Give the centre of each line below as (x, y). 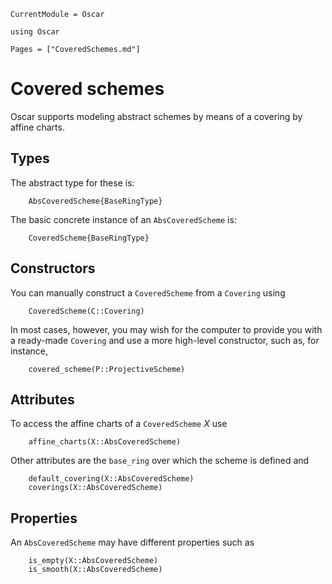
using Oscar (35, 32)
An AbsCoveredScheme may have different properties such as (132, 542)
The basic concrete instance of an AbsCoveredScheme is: (123, 219)
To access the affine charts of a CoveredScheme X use (119, 424)
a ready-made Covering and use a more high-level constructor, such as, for (165, 340)
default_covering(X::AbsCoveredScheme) (111, 479)
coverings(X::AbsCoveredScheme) (95, 488)
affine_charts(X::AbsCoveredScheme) (105, 442)
